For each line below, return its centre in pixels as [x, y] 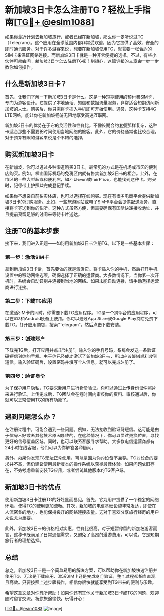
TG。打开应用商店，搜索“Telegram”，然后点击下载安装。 [66, 324]
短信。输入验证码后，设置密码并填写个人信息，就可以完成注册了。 [71, 362]
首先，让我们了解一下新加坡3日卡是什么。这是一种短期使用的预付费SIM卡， [81, 97]
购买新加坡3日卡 [30, 154]
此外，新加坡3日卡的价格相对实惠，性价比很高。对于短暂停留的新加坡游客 [79, 528]
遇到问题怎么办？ [31, 417]
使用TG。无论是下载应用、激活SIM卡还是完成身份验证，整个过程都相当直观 [80, 576]
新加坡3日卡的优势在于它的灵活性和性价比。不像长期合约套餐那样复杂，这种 [81, 125]
